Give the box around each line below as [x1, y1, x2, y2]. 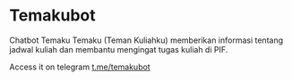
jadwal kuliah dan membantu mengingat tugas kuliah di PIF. [9, 44, 228, 54]
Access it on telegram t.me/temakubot [9, 61, 150, 72]
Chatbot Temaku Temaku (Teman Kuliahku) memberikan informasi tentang [9, 35, 284, 45]
